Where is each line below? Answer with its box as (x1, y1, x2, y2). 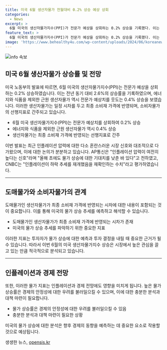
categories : (5, 12, 30, 17)
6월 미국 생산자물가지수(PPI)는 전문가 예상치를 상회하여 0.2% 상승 (12, 119, 141, 125)
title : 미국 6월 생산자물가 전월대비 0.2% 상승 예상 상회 (5, 7, 109, 12)
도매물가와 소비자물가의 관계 (5, 187, 87, 196)
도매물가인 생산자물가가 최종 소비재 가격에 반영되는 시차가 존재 (12, 219, 133, 225)
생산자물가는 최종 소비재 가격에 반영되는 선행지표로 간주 (12, 132, 120, 138)
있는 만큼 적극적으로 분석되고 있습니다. (10, 248, 85, 254)
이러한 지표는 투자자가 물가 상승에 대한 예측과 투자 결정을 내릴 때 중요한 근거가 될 (5, 236, 162, 242)
